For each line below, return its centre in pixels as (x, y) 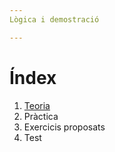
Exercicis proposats (64, 127)
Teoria (37, 105)
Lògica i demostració (54, 19)
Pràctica (41, 116)
